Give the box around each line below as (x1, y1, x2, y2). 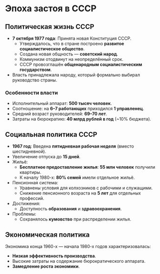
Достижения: (12, 200, 41, 206)
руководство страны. (12, 77, 57, 83)
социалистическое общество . (19, 46, 85, 51)
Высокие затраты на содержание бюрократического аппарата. (12, 258, 146, 264)
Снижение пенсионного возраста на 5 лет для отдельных (19, 190, 141, 196)
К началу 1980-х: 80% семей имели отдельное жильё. (19, 174, 135, 180)
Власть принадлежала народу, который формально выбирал (12, 72, 140, 77)
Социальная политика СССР (5, 130, 97, 139)
